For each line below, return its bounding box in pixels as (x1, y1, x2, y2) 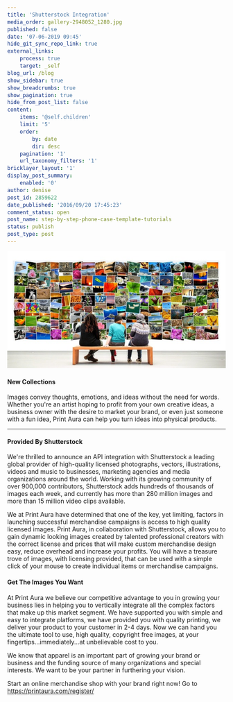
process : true (19, 55, 60, 62)
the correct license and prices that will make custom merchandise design (7, 540, 216, 548)
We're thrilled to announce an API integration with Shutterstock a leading (7, 453, 215, 461)
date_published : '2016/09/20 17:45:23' (7, 201, 123, 208)
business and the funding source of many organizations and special (7, 658, 201, 667)
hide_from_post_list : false (7, 99, 89, 106)
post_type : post (7, 231, 54, 238)
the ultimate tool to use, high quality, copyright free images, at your (7, 630, 199, 638)
